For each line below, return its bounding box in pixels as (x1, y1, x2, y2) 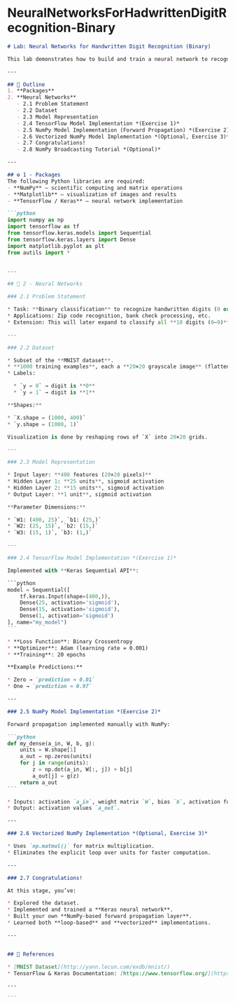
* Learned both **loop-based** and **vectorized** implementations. (7, 919, 211, 926)
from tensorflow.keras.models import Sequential (7, 230, 152, 237)
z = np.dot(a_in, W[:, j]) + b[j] (32, 766, 133, 773)
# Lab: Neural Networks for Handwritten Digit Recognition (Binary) (7, 43, 211, 50)
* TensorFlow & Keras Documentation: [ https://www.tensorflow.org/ (7, 970, 208, 977)
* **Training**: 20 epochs (7, 651, 86, 658)
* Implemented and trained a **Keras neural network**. (7, 906, 173, 914)
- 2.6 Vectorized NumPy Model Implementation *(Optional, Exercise (16, 133, 218, 140)
